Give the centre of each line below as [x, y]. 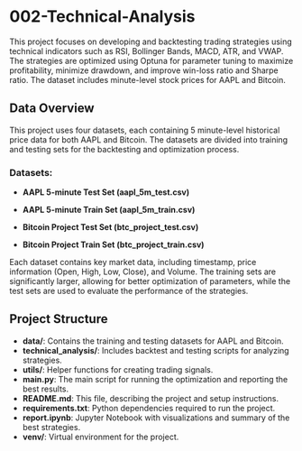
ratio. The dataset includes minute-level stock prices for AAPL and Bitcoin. [148, 79]
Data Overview [52, 109]
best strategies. [51, 427]
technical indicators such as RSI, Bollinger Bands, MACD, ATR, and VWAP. [146, 51]
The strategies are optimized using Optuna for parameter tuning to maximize [151, 60]
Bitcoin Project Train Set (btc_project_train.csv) [113, 244]
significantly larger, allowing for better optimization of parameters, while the [150, 281]
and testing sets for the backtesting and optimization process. [124, 149]
